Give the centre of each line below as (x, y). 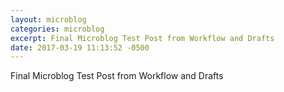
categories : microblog (57, 29)
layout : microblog (48, 19)
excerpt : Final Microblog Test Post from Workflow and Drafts (142, 38)
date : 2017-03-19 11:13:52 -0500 (80, 47)
